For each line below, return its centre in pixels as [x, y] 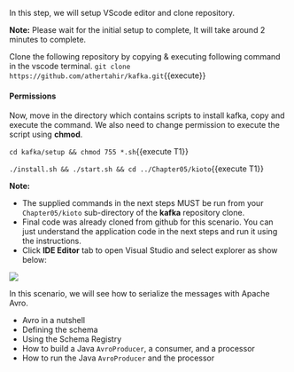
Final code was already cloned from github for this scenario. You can [147, 222]
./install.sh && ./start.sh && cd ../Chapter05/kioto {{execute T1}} [136, 169]
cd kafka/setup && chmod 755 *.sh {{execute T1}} [99, 152]
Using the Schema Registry [72, 339]
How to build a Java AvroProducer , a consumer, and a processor [138, 349]
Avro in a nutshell [54, 321]
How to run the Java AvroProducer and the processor [118, 358]
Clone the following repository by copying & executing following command [145, 56]
